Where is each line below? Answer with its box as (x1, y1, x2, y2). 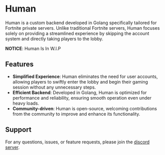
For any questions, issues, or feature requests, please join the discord (5, 139, 150, 145)
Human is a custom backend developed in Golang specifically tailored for (5, 20, 157, 26)
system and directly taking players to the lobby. (5, 36, 104, 42)
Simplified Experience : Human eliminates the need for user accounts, (12, 73, 158, 80)
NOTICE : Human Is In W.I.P (5, 45, 61, 51)
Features (5, 60, 34, 68)
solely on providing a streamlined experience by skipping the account (5, 30, 149, 36)
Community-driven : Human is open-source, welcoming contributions (12, 105, 157, 111)
